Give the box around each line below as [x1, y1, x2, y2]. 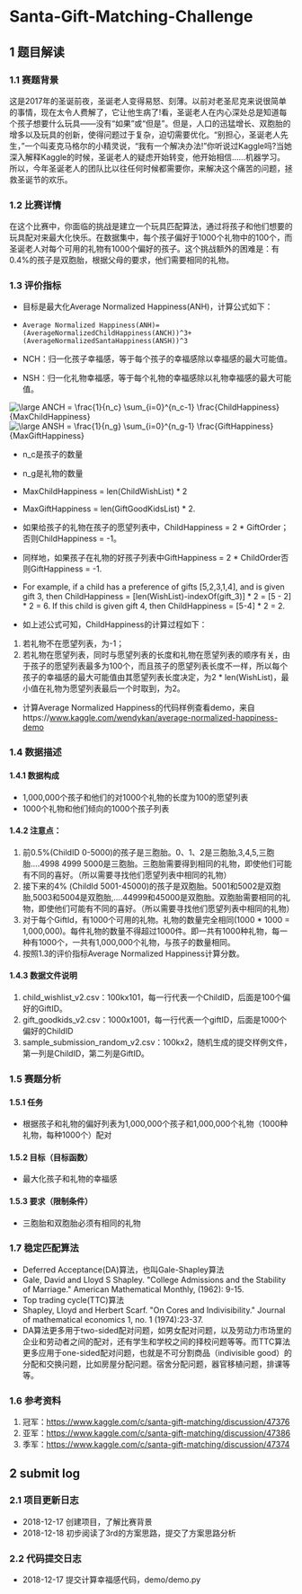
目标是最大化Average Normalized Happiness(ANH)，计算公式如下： [22, 301, 273, 312]
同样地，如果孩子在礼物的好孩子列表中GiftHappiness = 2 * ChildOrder [22, 553, 281, 563]
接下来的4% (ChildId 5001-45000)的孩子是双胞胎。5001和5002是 [22, 881, 265, 891]
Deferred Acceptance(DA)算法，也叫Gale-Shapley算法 [22, 1264, 225, 1275]
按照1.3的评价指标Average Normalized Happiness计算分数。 [22, 948, 244, 959]
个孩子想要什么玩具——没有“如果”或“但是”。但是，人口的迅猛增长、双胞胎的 [9, 118, 291, 128]
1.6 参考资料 [9, 1395, 61, 1407]
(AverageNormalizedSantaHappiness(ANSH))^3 [22, 337, 189, 346]
